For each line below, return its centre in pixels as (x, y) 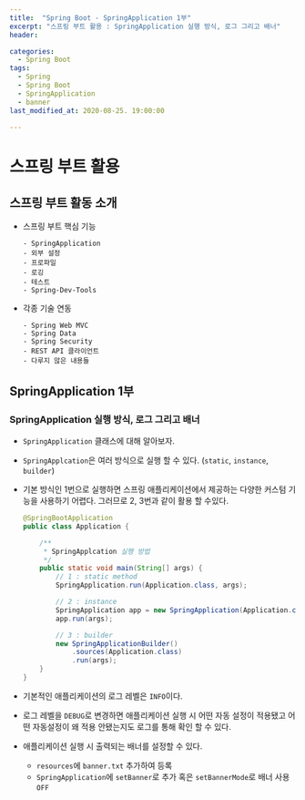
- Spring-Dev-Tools (60, 291)
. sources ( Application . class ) (127, 652)
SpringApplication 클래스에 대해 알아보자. (99, 441)
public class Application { (76, 526)
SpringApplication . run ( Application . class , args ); (152, 585)
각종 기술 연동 (47, 308)
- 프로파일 (39, 263)
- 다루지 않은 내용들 (56, 361)
